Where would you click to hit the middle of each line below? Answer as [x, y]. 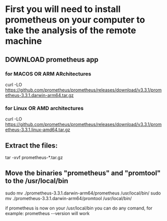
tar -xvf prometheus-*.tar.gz [34, 157]
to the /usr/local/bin [37, 181]
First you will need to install [63, 9]
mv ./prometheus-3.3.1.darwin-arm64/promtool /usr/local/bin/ [69, 198]
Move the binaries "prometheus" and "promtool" [83, 173]
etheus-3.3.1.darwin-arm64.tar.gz [39, 95]
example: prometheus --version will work [47, 213]
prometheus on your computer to [75, 20]
